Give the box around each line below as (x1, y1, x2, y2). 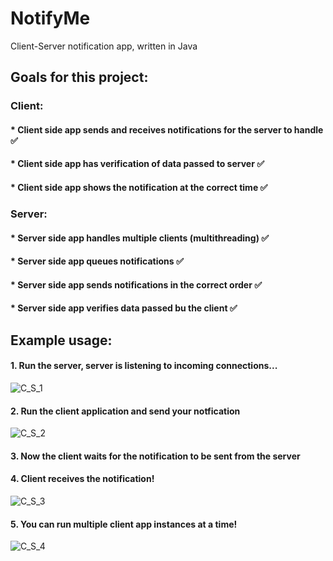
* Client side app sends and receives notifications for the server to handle (10, 123, 324, 136)
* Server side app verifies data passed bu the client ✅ (10, 302, 238, 314)
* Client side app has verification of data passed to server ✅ (10, 158, 265, 170)
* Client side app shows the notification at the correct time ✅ (10, 182, 268, 194)
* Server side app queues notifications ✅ (10, 255, 184, 267)
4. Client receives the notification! (10, 473, 155, 485)
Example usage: (10, 332, 113, 349)
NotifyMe (10, 7, 91, 30)
